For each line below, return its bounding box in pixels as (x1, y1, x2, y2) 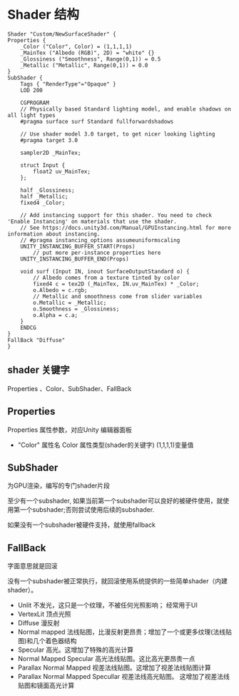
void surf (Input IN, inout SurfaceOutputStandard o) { (20, 268, 190, 275)
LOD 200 (20, 86, 43, 94)
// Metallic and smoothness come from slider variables (33, 293, 203, 300)
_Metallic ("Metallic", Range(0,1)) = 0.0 (20, 61, 148, 69)
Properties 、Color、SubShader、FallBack (7, 384, 132, 393)
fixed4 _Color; (20, 199, 66, 206)
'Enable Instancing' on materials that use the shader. (7, 218, 177, 225)
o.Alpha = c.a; (33, 311, 78, 318)
